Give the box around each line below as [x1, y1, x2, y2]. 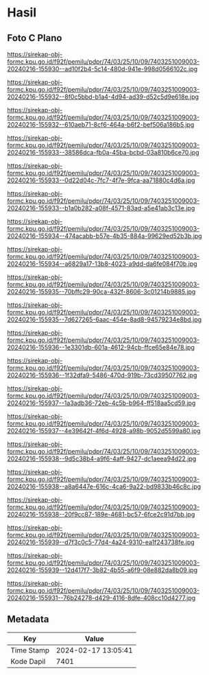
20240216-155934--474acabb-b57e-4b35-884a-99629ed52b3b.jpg [7, 232, 202, 240]
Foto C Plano [7, 32, 62, 44]
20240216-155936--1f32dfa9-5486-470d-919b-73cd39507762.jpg [7, 371, 197, 379]
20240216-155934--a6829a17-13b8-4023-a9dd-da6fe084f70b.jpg [7, 260, 197, 268]
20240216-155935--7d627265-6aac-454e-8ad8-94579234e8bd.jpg [7, 315, 202, 323]
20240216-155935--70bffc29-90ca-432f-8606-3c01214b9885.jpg [7, 288, 196, 295]
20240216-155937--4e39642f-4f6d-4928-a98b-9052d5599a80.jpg [7, 427, 201, 434]
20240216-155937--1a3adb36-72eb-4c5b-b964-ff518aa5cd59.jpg [7, 399, 196, 407]
